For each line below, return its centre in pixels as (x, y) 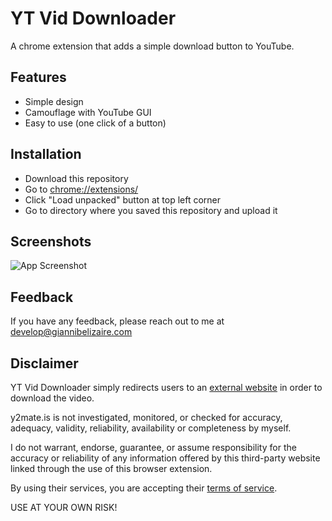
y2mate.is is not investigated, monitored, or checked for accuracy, (146, 417)
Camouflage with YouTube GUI (88, 112)
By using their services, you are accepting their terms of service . (144, 488)
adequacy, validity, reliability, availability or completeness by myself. (151, 428)
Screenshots (51, 241)
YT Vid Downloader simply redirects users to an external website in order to (166, 387)
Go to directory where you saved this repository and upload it (151, 210)
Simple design (54, 101)
